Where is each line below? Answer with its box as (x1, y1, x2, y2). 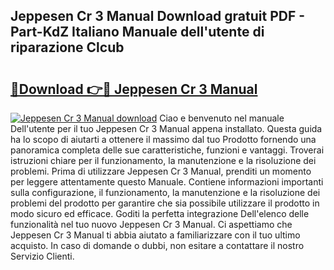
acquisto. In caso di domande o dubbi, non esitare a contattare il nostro (10, 240, 305, 251)
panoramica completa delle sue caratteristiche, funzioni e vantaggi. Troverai (10, 144, 325, 156)
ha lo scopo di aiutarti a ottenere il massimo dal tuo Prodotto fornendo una (10, 134, 317, 145)
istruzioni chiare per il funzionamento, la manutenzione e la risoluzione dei (10, 155, 317, 166)
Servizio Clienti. (10, 250, 75, 262)
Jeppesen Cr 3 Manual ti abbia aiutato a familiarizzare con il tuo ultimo (10, 229, 301, 241)
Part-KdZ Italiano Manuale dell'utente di (10, 24, 265, 41)
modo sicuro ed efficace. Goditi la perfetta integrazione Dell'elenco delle (10, 208, 310, 219)
